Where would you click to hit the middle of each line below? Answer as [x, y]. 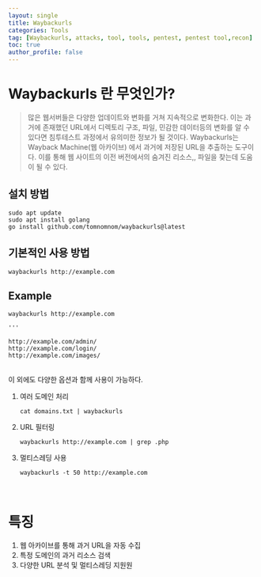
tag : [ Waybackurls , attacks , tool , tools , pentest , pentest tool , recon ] [130, 38]
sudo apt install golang [49, 220]
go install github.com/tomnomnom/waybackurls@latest [97, 226]
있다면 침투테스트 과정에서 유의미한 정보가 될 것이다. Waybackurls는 [133, 137]
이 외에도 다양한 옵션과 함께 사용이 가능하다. [76, 380]
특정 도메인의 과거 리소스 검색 [65, 556]
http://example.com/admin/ [53, 342]
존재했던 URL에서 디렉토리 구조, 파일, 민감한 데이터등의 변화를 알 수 [146, 127]
